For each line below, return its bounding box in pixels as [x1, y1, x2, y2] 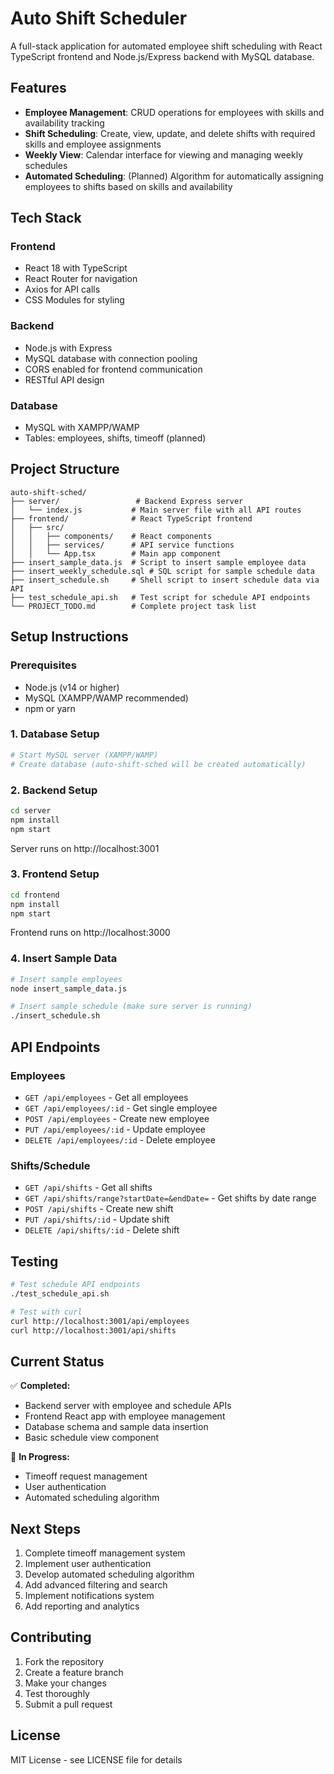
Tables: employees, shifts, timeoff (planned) [24, 432, 207, 444]
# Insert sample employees [10, 974, 123, 984]
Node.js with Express [24, 342, 113, 354]
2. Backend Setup [10, 783, 98, 797]
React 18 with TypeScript [24, 262, 128, 274]
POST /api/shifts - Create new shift [24, 1203, 174, 1215]
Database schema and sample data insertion [24, 1421, 209, 1433]
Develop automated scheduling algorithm [24, 1568, 195, 1581]
